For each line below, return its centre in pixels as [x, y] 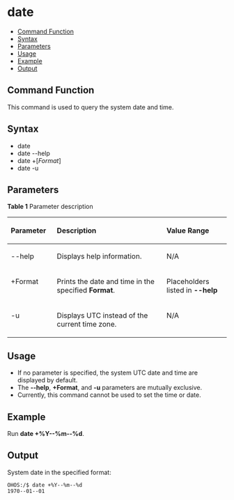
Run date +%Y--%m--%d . [46, 433]
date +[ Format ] [39, 160]
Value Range [188, 231]
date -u [28, 168]
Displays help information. [99, 256]
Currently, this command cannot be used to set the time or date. [109, 395]
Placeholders [188, 281]
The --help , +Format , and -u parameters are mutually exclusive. [110, 388]
